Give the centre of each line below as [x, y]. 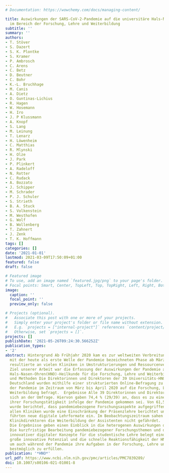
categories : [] [21, 248]
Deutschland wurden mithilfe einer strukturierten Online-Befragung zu [87, 383]
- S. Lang [16, 126]
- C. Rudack [18, 178]
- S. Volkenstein [23, 211]
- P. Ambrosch [20, 61]
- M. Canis [17, 89]
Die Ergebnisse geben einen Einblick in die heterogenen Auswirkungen [85, 426]
